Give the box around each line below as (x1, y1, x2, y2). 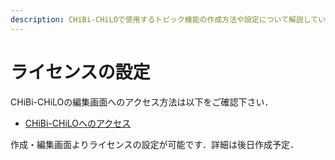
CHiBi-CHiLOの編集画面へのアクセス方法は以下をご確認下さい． (10, 96, 274, 108)
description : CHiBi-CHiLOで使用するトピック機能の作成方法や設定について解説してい (10, 14, 327, 25)
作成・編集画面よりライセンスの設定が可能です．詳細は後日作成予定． (10, 138, 299, 150)
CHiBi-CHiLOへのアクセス (24, 117, 132, 129)
